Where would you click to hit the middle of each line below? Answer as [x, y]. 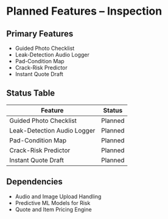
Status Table [31, 93]
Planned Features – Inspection [84, 11]
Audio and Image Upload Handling [58, 196]
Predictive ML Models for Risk [53, 203]
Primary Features [40, 34]
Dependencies [34, 182]
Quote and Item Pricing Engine [54, 209]
